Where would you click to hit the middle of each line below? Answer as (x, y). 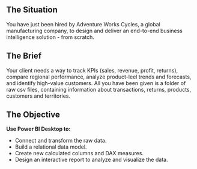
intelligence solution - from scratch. (50, 37)
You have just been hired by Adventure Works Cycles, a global (83, 24)
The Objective (33, 115)
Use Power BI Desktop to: (38, 129)
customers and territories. (38, 96)
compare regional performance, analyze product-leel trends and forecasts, (99, 77)
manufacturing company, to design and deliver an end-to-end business (95, 31)
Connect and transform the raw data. (61, 141)
